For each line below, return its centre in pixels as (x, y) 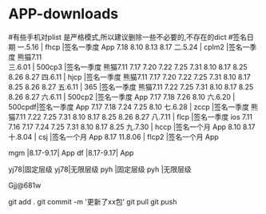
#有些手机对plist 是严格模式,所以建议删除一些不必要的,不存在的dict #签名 (128, 37)
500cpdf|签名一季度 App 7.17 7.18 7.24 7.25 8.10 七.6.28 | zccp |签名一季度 (129, 107)
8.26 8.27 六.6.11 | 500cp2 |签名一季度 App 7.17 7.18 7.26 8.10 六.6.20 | (122, 97)
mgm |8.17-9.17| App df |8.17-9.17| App (71, 153)
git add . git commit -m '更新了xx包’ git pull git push (93, 201)
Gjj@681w (25, 185)
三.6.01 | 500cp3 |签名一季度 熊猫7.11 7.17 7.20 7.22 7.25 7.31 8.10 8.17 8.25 (128, 67)
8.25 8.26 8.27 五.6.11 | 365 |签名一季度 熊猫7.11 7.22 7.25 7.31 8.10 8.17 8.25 (131, 87)
